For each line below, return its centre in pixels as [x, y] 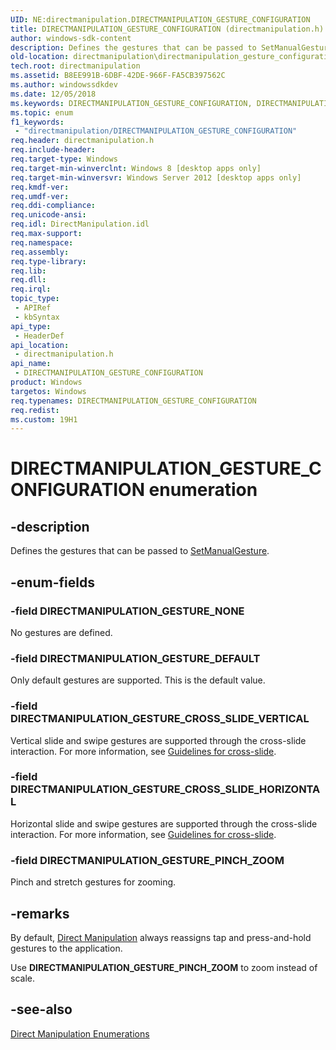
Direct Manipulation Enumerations [80, 1033]
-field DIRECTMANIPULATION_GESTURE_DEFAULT [135, 658]
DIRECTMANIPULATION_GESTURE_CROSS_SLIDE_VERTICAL [160, 719]
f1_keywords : [37, 122]
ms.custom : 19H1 [44, 419]
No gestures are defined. [61, 632]
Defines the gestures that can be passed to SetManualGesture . [140, 551]
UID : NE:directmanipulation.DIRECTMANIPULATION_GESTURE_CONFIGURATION [160, 19]
